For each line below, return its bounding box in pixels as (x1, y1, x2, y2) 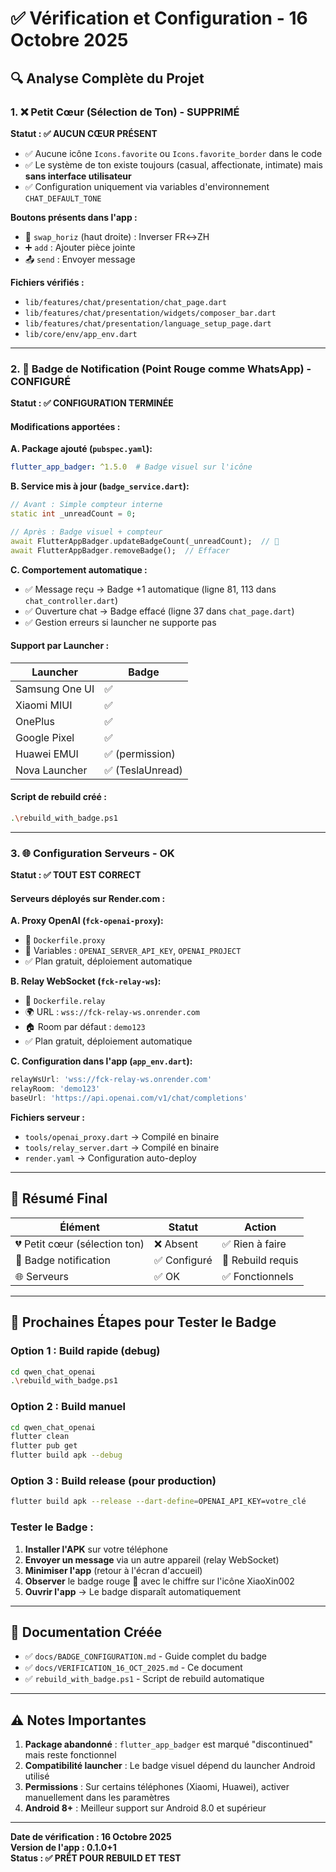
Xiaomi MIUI (15, 698, 73, 712)
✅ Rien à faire (221, 1237, 287, 1251)
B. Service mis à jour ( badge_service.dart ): (10, 480, 190, 492)
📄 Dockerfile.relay (24, 995, 106, 1007)
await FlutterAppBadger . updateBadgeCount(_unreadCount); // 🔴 (10, 536, 280, 546)
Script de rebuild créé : (10, 791, 107, 803)
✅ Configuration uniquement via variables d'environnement (24, 180, 270, 192)
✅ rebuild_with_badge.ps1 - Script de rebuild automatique (24, 1673, 265, 1685)
